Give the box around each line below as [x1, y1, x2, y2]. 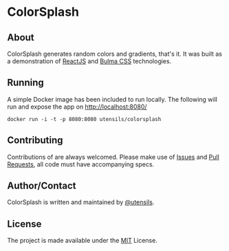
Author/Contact [7, 180, 77, 192]
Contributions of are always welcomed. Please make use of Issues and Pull [7, 153, 220, 161]
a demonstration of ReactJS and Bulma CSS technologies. [7, 57, 172, 65]
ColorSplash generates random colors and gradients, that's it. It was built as [7, 50, 222, 58]
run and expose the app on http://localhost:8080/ [7, 102, 147, 111]
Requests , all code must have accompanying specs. [7, 160, 155, 168]
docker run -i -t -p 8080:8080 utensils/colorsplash [7, 116, 162, 122]
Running [7, 77, 45, 89]
